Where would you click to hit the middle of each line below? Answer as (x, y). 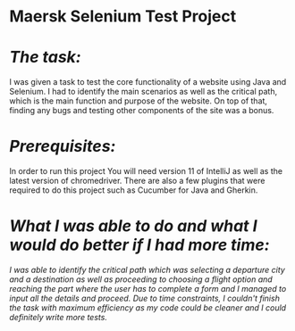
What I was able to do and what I (133, 226)
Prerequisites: (63, 147)
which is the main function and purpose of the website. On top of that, (139, 101)
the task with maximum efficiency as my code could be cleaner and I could (148, 308)
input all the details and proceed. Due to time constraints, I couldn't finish (144, 298)
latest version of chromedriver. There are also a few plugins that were (137, 181)
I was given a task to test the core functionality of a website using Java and (148, 82)
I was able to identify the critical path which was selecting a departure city (147, 270)
